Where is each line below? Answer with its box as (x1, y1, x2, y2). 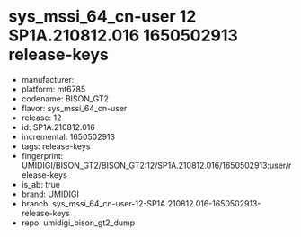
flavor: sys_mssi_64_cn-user (21, 102, 128, 113)
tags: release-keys (21, 141, 91, 152)
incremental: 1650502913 (21, 131, 116, 142)
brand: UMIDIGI (21, 189, 80, 199)
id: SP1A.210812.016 (21, 121, 95, 132)
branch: (21, 197, 51, 208)
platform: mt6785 (21, 83, 86, 94)
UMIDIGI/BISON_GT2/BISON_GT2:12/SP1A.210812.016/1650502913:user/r (21, 160, 292, 171)
